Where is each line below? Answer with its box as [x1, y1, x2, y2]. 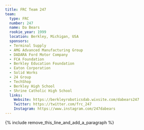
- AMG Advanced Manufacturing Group [9, 48, 83, 52]
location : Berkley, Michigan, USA [9, 34, 79, 39]
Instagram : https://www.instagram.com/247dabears [14, 106, 116, 112]
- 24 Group [9, 75, 31, 80]
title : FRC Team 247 [5, 7, 47, 12]
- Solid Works [9, 70, 38, 75]
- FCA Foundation [9, 57, 44, 62]
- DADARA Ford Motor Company [9, 52, 68, 57]
